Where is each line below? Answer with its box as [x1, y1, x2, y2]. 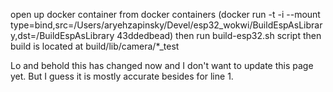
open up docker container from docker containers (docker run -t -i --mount [10, 9, 321, 20]
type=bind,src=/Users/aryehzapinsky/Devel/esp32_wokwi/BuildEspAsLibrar [10, 19, 323, 31]
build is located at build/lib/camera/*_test [10, 40, 180, 52]
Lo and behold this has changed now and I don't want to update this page [10, 60, 314, 71]
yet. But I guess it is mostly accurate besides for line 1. [10, 70, 234, 82]
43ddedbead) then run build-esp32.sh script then [116, 30, 322, 41]
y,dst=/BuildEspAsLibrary [10, 30, 115, 41]
